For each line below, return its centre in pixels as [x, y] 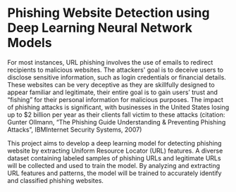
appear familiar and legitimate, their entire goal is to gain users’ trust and [113, 92]
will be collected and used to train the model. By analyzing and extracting [114, 165]
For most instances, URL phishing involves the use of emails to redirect [110, 62]
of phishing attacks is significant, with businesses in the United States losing [118, 107]
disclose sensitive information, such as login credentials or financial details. [117, 77]
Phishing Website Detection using [108, 13]
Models [30, 43]
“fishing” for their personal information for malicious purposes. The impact [116, 99]
